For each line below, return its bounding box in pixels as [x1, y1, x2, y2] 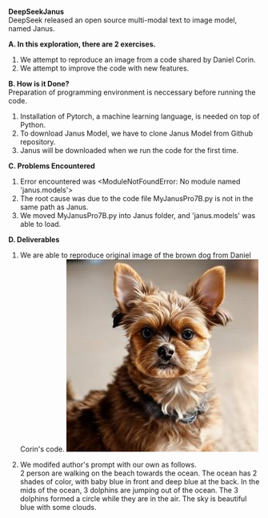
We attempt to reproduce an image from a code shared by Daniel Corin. [19, 55, 256, 64]
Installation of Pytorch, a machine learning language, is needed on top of [19, 111, 260, 121]
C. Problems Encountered [8, 161, 96, 171]
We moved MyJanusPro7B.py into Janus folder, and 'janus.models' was [19, 211, 256, 220]
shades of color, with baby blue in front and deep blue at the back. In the [19, 477, 260, 486]
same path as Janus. [19, 202, 89, 212]
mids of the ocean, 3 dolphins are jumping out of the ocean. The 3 [19, 485, 238, 495]
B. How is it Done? [8, 79, 70, 88]
